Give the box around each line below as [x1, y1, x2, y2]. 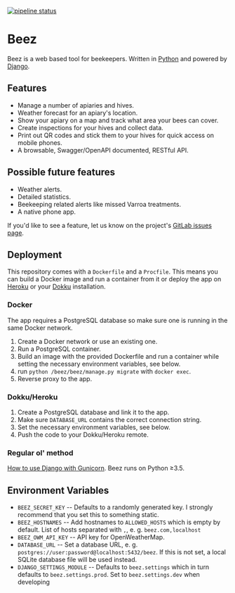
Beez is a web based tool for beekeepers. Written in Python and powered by [7, 54, 228, 63]
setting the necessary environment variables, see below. [17, 359, 181, 368]
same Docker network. [7, 324, 73, 332]
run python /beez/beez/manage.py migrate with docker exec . [17, 366, 192, 376]
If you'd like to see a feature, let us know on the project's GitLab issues [7, 221, 213, 229]
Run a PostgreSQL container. [17, 345, 101, 353]
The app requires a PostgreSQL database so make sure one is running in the [7, 316, 228, 324]
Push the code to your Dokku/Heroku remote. [17, 430, 149, 439]
